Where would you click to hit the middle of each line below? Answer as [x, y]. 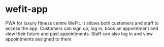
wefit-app [27, 9]
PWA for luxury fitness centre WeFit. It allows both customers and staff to [82, 23]
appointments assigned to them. [39, 39]
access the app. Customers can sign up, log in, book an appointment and [82, 28]
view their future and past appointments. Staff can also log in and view [79, 33]
